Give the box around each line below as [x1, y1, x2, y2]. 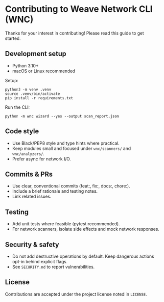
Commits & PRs [5, 170, 53, 178]
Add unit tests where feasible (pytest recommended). [12, 221, 120, 227]
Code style [5, 127, 39, 136]
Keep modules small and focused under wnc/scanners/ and [12, 145, 131, 151]
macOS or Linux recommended [12, 68, 75, 74]
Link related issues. [12, 193, 51, 200]
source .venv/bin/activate [5, 91, 60, 96]
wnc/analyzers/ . [12, 151, 45, 156]
